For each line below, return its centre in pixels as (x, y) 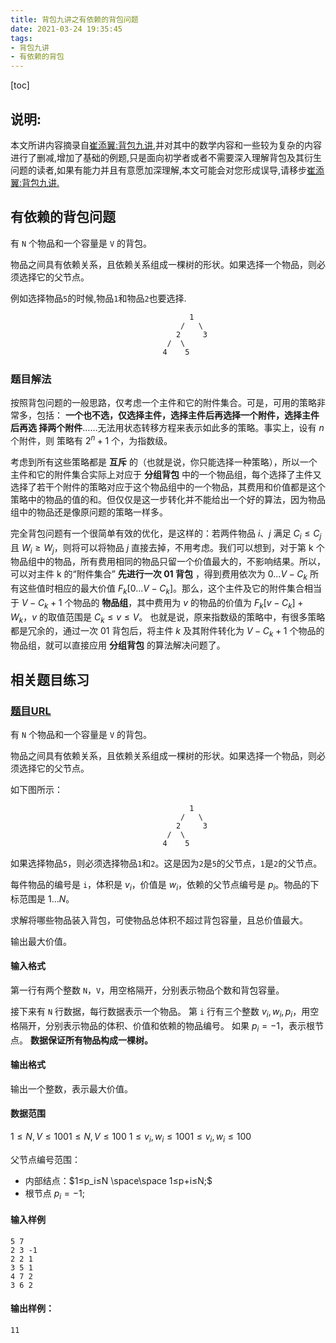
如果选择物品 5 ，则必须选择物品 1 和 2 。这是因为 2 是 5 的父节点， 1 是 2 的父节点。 (166, 863)
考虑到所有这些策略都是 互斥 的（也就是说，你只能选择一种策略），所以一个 (164, 462)
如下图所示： (36, 789)
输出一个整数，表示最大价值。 (71, 1088)
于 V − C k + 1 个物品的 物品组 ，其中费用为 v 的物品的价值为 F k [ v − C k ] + (157, 603)
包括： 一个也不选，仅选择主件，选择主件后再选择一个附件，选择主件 (178, 415)
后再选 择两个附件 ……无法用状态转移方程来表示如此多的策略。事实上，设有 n (167, 428)
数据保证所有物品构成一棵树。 (91, 1040)
